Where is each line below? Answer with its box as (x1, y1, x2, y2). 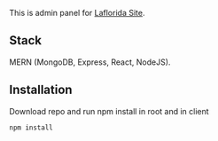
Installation (9, 82, 73, 98)
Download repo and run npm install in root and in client (9, 106, 210, 116)
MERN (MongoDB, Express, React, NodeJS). (9, 57, 171, 67)
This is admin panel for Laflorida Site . (9, 8, 145, 18)
